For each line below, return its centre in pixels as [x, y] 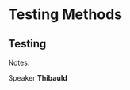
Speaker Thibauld [38, 78]
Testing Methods [65, 15]
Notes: [19, 62]
